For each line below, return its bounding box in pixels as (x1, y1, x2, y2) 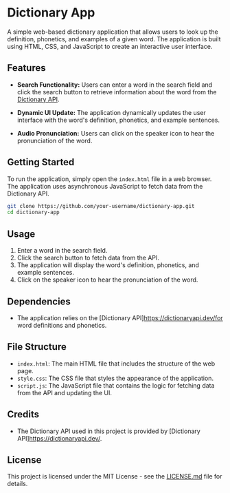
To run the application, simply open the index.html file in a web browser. (7, 174, 212, 183)
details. (7, 480, 28, 488)
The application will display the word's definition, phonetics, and (16, 261, 199, 269)
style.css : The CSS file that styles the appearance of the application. (16, 374, 214, 382)
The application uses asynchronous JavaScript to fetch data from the (7, 182, 203, 190)
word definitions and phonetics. (16, 321, 107, 329)
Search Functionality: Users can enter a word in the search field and (16, 81, 213, 89)
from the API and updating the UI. (16, 388, 112, 397)
